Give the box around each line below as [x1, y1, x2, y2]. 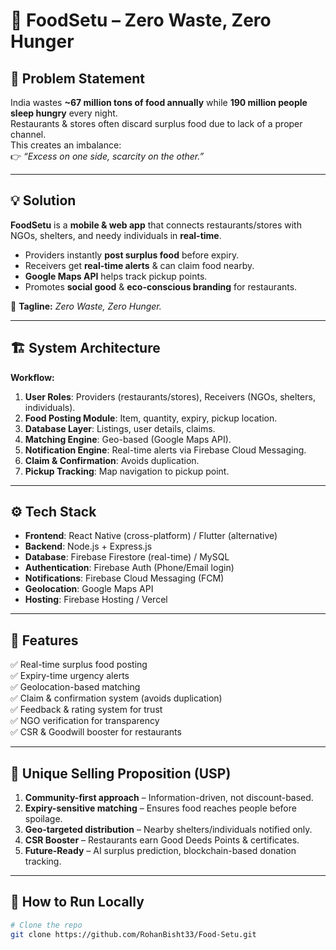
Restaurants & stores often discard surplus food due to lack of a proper [10, 118, 303, 129]
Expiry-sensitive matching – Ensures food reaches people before [24, 802, 297, 814]
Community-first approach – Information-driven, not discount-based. [24, 792, 314, 804]
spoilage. [24, 813, 63, 825]
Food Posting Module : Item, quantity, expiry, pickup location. [24, 412, 278, 424]
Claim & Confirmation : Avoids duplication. [24, 454, 200, 466]
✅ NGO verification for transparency [10, 715, 160, 727]
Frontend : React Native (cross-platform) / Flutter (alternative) [24, 530, 278, 542]
